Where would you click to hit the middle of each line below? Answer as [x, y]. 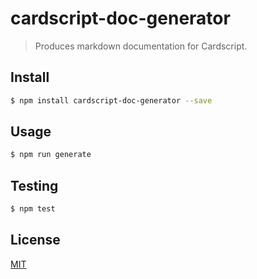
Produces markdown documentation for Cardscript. [141, 46]
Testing [34, 185]
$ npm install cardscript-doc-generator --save [111, 100]
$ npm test [33, 209]
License [35, 240]
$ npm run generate [51, 155]
